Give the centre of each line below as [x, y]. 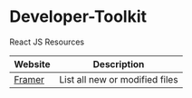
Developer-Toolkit [78, 17]
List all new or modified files [118, 79]
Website [32, 64]
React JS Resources [47, 42]
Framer [29, 79]
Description [119, 64]
